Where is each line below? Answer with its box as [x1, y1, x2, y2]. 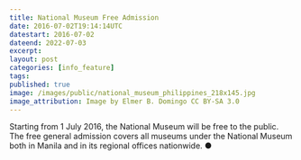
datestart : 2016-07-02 [9, 30, 95, 39]
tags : [9, 72, 30, 81]
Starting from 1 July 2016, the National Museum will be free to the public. [9, 121, 279, 132]
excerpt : [9, 47, 42, 56]
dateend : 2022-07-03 [9, 38, 87, 48]
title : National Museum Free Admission [9, 13, 160, 22]
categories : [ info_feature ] [9, 64, 115, 73]
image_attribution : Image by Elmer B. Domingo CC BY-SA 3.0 [9, 96, 241, 106]
